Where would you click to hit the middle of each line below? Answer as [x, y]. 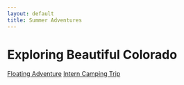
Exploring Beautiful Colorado [92, 55]
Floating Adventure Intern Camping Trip [64, 74]
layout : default [31, 14]
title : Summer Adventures [44, 20]
